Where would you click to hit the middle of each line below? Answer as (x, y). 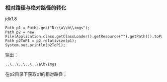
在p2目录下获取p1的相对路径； (36, 74)
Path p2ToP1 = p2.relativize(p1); (41, 41)
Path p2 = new (20, 32)
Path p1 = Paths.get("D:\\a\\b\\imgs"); (48, 28)
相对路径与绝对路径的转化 (36, 7)
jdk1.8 (11, 19)
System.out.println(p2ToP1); (35, 45)
